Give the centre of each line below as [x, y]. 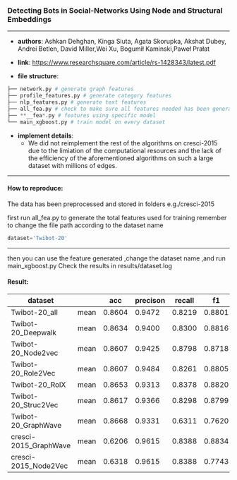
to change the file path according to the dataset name [85, 225]
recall [185, 300]
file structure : [38, 76]
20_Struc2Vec [35, 404]
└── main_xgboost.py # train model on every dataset [86, 122]
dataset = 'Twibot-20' [38, 238]
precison [150, 300]
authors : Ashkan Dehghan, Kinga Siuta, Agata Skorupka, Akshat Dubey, [122, 42]
